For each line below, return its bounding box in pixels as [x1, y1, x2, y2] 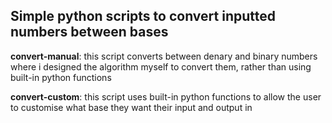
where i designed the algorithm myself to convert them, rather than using [10, 60, 312, 73]
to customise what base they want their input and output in [10, 101, 253, 113]
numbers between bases [10, 24, 169, 41]
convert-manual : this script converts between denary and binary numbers [10, 50, 318, 62]
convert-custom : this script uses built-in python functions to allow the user [10, 90, 322, 103]
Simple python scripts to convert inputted [10, 8, 276, 25]
